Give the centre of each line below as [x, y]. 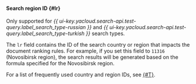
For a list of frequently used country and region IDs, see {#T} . [81, 75]
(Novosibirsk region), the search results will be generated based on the [92, 57]
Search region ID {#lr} [33, 8]
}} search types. [105, 34]
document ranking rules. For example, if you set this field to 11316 [85, 51]
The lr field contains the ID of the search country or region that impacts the [98, 45]
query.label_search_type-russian [46, 27]
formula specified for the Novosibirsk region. [60, 64]
